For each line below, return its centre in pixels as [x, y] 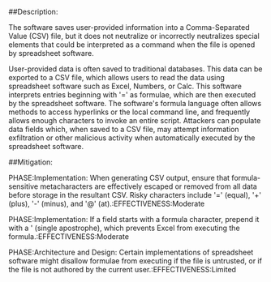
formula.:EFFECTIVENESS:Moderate [69, 237]
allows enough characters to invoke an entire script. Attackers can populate [135, 120]
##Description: [33, 12]
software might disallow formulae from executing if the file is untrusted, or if [135, 261]
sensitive [24, 186]
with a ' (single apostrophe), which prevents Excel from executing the [125, 228]
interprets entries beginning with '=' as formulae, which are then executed [132, 95]
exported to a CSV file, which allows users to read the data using [117, 77]
